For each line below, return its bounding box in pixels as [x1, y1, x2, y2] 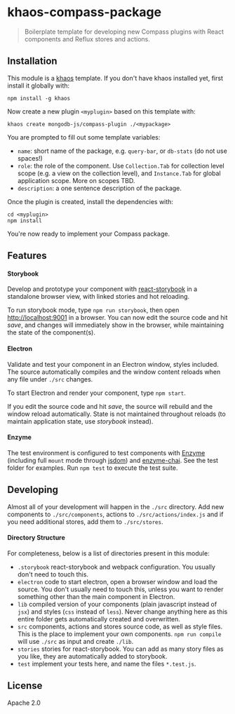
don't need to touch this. [17, 570, 89, 579]
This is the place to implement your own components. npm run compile [17, 629, 222, 638]
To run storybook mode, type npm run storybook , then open [7, 306, 180, 314]
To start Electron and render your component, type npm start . [7, 389, 186, 397]
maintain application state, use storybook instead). [7, 417, 154, 425]
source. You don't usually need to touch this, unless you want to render [17, 585, 224, 593]
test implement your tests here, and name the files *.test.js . [17, 659, 196, 668]
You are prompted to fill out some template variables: [7, 133, 161, 141]
